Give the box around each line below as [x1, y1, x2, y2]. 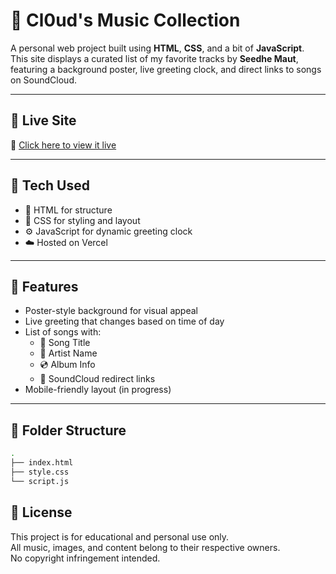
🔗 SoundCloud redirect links [39, 373, 156, 385]
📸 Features [10, 278, 79, 295]
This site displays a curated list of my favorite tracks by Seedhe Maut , [10, 52, 299, 64]
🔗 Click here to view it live [10, 139, 117, 151]
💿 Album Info [39, 359, 96, 371]
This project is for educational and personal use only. [10, 530, 230, 543]
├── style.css [10, 467, 70, 477]
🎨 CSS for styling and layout [24, 214, 141, 226]
